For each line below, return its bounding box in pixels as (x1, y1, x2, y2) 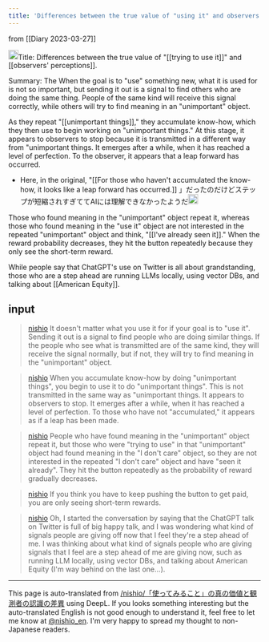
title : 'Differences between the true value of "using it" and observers (8, 11, 260, 20)
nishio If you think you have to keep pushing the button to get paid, (27, 490, 249, 499)
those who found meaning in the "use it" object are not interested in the (8, 221, 245, 231)
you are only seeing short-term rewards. (27, 498, 162, 507)
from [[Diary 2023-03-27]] (8, 34, 96, 43)
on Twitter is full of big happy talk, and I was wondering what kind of (27, 522, 254, 531)
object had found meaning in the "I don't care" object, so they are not (27, 448, 258, 458)
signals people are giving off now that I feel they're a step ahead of (27, 531, 250, 540)
